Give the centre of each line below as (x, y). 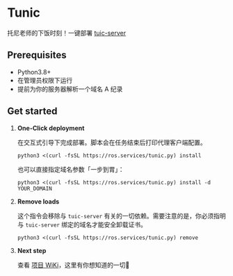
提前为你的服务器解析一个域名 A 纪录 (70, 89)
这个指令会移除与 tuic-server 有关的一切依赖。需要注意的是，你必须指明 (121, 216)
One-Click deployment (51, 128)
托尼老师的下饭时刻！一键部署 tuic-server (67, 33)
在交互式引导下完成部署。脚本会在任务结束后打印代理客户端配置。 (112, 142)
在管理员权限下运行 (45, 80)
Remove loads (38, 201)
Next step (32, 250)
